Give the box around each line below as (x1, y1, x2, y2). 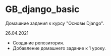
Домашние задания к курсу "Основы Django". (5, 20, 104, 26)
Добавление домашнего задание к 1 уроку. (12, 45, 106, 51)
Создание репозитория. (12, 39, 65, 46)
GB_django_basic (5, 4, 80, 15)
